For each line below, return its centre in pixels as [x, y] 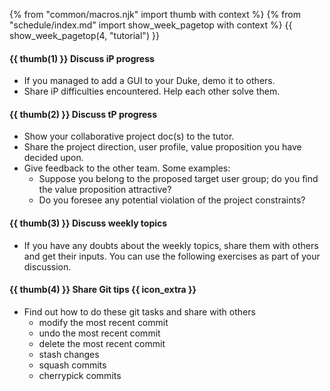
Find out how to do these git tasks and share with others [139, 311]
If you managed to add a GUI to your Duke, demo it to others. [149, 81]
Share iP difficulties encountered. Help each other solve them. [152, 91]
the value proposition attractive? [105, 190]
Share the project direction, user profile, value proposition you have [162, 147]
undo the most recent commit [99, 333]
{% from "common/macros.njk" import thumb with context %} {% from [155, 14]
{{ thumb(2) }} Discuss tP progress [83, 114]
